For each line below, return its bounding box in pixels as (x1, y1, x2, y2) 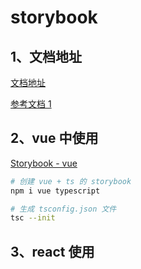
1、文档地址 (10, 48, 83, 65)
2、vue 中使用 (10, 130, 99, 147)
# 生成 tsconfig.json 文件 (10, 204, 117, 214)
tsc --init (10, 213, 56, 223)
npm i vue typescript (10, 186, 101, 196)
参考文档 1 (10, 98, 52, 110)
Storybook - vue (10, 157, 78, 169)
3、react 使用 (10, 243, 95, 260)
